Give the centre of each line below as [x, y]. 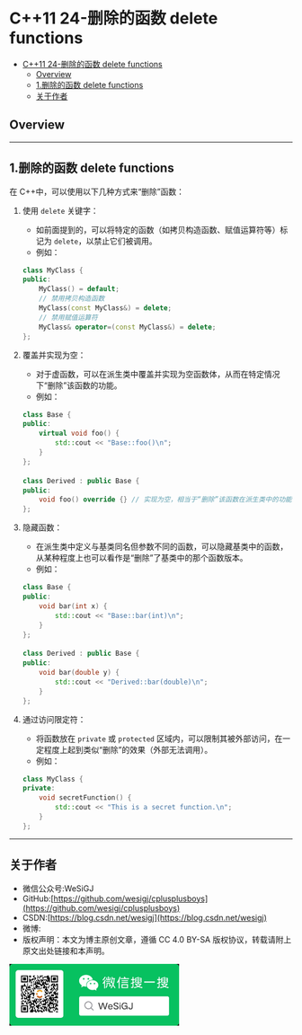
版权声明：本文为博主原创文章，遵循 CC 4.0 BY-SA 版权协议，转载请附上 [157, 939]
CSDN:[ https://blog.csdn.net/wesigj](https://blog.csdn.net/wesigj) [145, 917]
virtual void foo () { [79, 433]
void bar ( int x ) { [73, 606]
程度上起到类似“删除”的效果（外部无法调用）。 [128, 749]
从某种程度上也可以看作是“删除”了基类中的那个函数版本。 [142, 558]
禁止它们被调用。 [125, 241]
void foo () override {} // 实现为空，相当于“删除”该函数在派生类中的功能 [165, 500]
